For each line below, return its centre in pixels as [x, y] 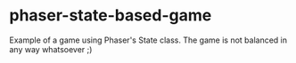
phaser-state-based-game [111, 16]
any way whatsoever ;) [51, 49]
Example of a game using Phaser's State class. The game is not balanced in [148, 40]
